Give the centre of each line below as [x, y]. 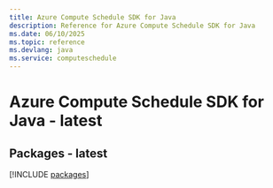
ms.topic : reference [47, 42]
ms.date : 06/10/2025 [47, 34]
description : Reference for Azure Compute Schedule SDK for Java [132, 26]
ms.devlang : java [41, 50]
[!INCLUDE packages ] [49, 174]
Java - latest [56, 121]
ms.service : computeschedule [63, 58]
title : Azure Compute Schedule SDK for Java [93, 17]
